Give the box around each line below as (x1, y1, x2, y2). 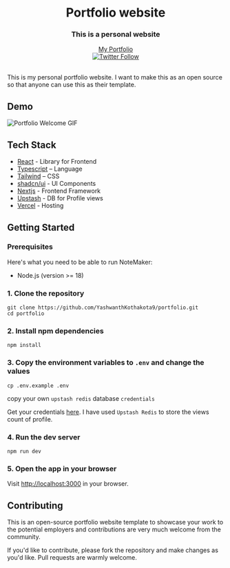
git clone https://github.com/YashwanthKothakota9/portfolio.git (7, 304, 198, 312)
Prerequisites (7, 242, 53, 252)
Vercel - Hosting (17, 202, 64, 210)
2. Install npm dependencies (7, 326, 105, 336)
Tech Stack (7, 139, 56, 151)
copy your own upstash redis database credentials (7, 394, 155, 402)
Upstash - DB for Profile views (17, 194, 103, 202)
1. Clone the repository (7, 288, 85, 298)
